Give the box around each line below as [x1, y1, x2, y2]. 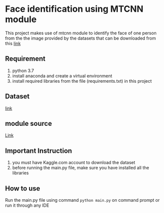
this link [5, 40, 21, 46]
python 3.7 [12, 68, 34, 73]
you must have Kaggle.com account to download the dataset [12, 160, 136, 166]
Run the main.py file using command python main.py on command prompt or [5, 197, 160, 203]
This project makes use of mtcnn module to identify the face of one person [5, 30, 157, 36]
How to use [5, 184, 40, 192]
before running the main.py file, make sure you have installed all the [12, 165, 149, 171]
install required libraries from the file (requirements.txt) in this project [12, 78, 152, 84]
